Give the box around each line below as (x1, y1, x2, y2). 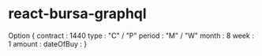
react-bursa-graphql (8, 5, 148, 23)
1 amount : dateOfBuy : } (8, 39, 88, 48)
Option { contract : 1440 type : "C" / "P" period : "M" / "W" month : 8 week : (8, 31, 254, 40)
